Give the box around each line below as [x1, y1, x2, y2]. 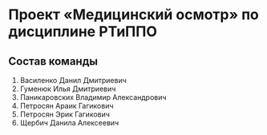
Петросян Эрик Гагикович [19, 109, 111, 119]
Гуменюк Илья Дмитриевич [19, 84, 116, 93]
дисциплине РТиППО [8, 22, 158, 41]
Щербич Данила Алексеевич [19, 118, 119, 127]
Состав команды [8, 54, 99, 68]
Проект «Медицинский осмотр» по [8, 6, 259, 24]
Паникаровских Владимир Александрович [19, 93, 167, 101]
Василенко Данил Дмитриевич [19, 76, 127, 85]
